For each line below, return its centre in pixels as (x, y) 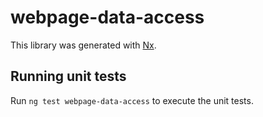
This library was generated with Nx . (83, 45)
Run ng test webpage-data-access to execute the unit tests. (132, 100)
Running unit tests (68, 76)
